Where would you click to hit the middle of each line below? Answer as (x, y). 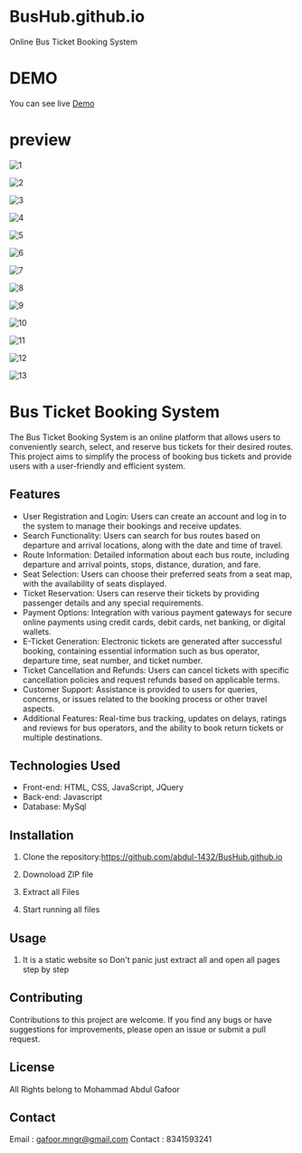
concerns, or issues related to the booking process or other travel (145, 699)
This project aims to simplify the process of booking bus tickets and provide (151, 456)
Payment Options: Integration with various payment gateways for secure (157, 612)
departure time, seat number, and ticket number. (113, 660)
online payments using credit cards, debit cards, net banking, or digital (154, 622)
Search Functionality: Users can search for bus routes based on (141, 535)
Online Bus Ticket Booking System (74, 42)
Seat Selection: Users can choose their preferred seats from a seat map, (157, 574)
